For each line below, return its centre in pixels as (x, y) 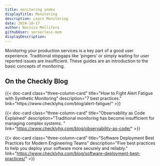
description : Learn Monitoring (37, 18)
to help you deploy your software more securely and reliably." (66, 148)
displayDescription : (26, 37)
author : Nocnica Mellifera (32, 28)
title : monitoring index (30, 9)
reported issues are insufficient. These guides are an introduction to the (77, 61)
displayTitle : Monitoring (31, 14)
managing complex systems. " (35, 123)
